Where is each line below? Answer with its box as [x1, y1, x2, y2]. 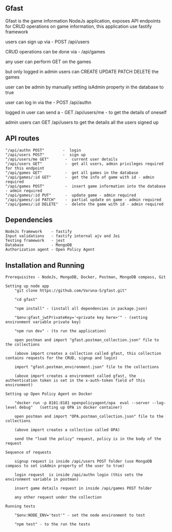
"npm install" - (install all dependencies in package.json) [14, 306, 147, 311]
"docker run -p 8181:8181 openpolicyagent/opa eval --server [14, 401, 150, 406]
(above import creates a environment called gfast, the [14, 373, 137, 379]
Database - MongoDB [5, 242, 72, 248]
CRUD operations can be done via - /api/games [5, 48, 105, 54]
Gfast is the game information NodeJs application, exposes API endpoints [5, 17, 161, 24]
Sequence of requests [5, 450, 52, 455]
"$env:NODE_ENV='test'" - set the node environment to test [14, 513, 145, 518]
